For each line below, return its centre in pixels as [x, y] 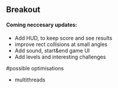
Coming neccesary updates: [42, 25]
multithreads [30, 80]
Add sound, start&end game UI [52, 50]
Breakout [23, 10]
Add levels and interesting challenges [60, 57]
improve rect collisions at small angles [61, 44]
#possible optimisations [35, 68]
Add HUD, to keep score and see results [63, 38]
